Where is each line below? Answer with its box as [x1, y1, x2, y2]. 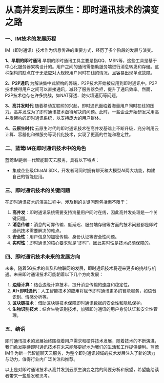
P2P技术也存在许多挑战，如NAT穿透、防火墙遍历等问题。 [5, 92, 121, 98]
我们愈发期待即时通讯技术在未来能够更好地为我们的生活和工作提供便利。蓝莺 [5, 344, 159, 350]
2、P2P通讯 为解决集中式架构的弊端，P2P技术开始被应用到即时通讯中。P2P [5, 80, 158, 86]
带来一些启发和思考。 [9, 372, 52, 379]
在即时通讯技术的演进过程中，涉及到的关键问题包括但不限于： [5, 199, 129, 205]
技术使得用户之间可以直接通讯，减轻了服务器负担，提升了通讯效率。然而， [5, 86, 155, 92]
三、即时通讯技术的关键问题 [5, 187, 70, 193]
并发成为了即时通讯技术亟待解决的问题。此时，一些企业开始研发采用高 [18, 109, 159, 115]
